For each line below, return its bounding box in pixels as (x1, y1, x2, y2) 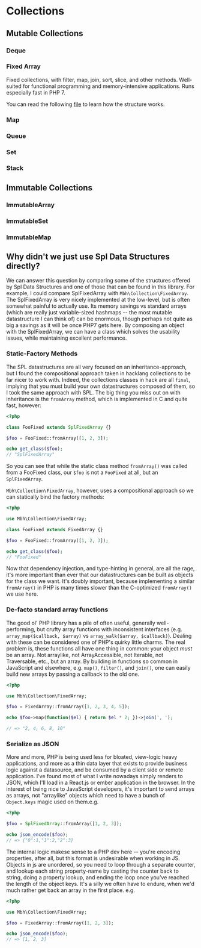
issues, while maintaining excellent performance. (6, 334, 127, 341)
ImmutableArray (6, 201, 55, 209)
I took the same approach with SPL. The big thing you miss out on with (6, 388, 181, 396)
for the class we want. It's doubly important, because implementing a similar (6, 578, 195, 585)
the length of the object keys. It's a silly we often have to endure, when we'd (6, 880, 195, 887)
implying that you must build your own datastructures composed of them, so (6, 382, 196, 390)
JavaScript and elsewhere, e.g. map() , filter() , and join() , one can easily (6, 664, 191, 671)
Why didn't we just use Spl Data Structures (6, 252, 170, 262)
